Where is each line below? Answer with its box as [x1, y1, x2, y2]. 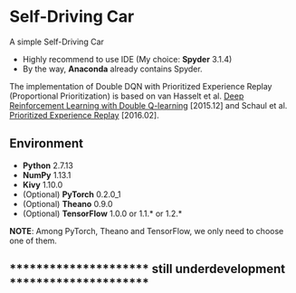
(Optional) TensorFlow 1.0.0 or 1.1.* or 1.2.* [22, 208, 183, 219]
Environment [9, 136, 84, 151]
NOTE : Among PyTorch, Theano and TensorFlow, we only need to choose [9, 225, 284, 236]
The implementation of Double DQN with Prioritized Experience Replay [9, 80, 272, 91]
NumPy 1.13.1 [22, 169, 72, 180]
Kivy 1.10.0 [22, 179, 63, 190]
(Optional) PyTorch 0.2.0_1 [22, 188, 121, 200]
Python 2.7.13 [22, 160, 74, 171]
